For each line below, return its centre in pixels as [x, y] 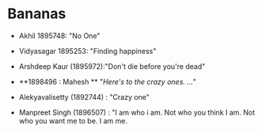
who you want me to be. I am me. [73, 120]
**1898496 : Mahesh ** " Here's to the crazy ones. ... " [108, 82]
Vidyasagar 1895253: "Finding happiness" [87, 51]
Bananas [37, 14]
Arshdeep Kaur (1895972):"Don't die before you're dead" [112, 66]
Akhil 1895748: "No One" [59, 36]
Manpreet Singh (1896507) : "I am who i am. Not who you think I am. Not [137, 112]
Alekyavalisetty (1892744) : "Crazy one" [84, 97]
